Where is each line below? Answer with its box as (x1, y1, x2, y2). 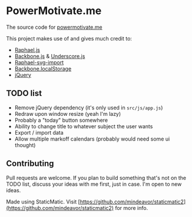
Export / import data (14, 129, 64, 136)
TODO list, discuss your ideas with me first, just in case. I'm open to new (6, 181, 182, 188)
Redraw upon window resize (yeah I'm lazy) (14, 110, 121, 117)
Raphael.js (14, 46, 40, 54)
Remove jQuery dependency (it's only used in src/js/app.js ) (14, 104, 163, 111)
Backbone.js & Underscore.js (14, 52, 85, 59)
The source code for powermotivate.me (6, 24, 102, 31)
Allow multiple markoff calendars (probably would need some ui (14, 135, 170, 142)
